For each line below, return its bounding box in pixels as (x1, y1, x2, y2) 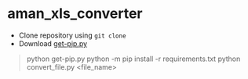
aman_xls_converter (7, 5, 143, 23)
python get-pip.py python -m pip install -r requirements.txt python (26, 54, 241, 63)
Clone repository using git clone (18, 31, 126, 40)
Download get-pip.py (18, 38, 88, 48)
